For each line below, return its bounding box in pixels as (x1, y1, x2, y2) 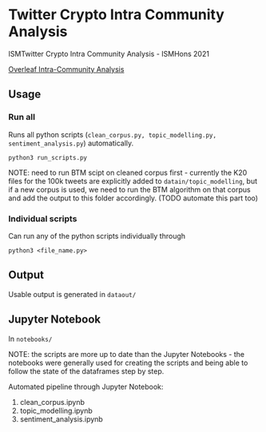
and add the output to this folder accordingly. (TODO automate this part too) (8, 193, 258, 203)
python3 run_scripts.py (8, 153, 88, 161)
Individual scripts (8, 213, 77, 224)
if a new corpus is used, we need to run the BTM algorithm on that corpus (8, 184, 251, 194)
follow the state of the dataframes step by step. (8, 366, 165, 376)
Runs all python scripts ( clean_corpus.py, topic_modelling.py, (8, 129, 217, 139)
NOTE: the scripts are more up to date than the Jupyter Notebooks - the (8, 349, 245, 359)
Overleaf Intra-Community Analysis (8, 64, 125, 73)
